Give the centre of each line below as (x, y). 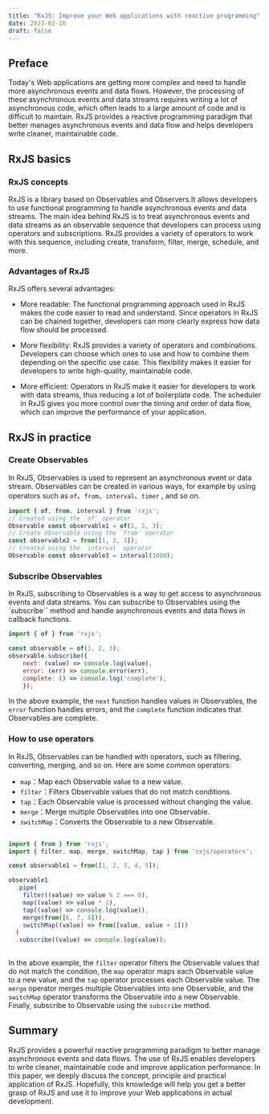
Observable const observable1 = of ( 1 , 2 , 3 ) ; (86, 526)
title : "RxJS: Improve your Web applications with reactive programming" (134, 16)
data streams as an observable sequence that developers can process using (135, 225)
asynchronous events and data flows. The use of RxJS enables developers (132, 1058)
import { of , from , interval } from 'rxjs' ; (84, 510)
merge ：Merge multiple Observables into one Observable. (115, 811)
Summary (33, 1031)
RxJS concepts (38, 181)
